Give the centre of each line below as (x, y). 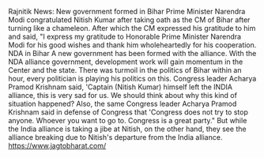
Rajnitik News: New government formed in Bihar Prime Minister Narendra (127, 11)
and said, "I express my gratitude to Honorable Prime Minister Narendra (125, 36)
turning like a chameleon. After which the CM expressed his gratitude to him (132, 28)
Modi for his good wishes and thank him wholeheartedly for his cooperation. (132, 45)
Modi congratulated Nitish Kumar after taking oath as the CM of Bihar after (129, 20)
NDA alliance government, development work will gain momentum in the (126, 62)
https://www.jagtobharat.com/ (57, 146)
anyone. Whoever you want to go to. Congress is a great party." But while (128, 120)
